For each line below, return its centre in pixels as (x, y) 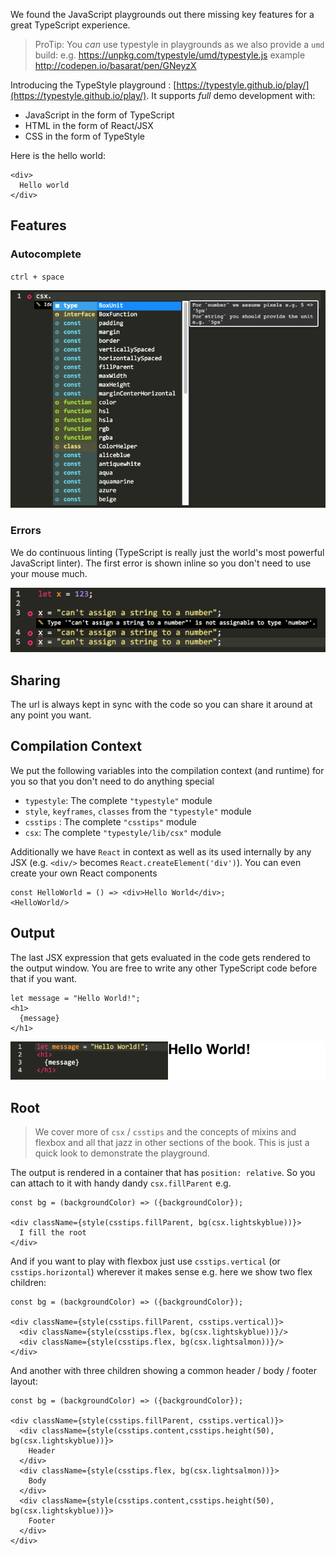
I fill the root (53, 1233)
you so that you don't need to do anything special (112, 781)
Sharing (35, 680)
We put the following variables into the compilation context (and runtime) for (167, 770)
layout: (24, 1381)
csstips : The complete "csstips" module (111, 821)
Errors (26, 531)
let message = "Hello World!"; (75, 998)
